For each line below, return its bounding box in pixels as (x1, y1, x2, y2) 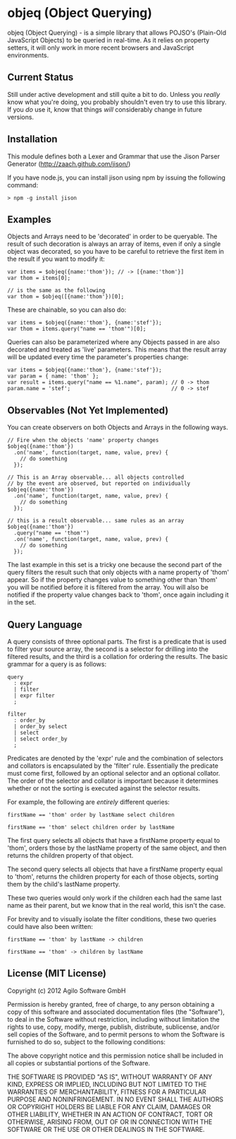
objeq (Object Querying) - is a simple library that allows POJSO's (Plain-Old (7, 28, 227, 37)
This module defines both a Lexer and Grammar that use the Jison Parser (7, 152, 221, 160)
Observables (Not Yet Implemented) (7, 404, 169, 416)
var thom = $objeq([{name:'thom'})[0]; (7, 293, 125, 300)
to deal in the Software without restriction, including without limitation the (7, 1015, 220, 1023)
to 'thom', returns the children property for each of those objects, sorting (7, 872, 218, 881)
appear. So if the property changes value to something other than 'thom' (7, 576, 218, 584)
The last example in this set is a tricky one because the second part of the (7, 561, 222, 569)
